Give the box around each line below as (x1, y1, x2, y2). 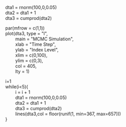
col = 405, (15, 63, 37, 69)
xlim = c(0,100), (15, 52, 48, 58)
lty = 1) (15, 68, 29, 74)
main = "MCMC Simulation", (15, 36, 74, 42)
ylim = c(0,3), (15, 58, 43, 63)
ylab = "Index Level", (15, 47, 59, 53)
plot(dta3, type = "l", (5, 31, 48, 36)
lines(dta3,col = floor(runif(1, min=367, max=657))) (15, 111, 121, 117)
